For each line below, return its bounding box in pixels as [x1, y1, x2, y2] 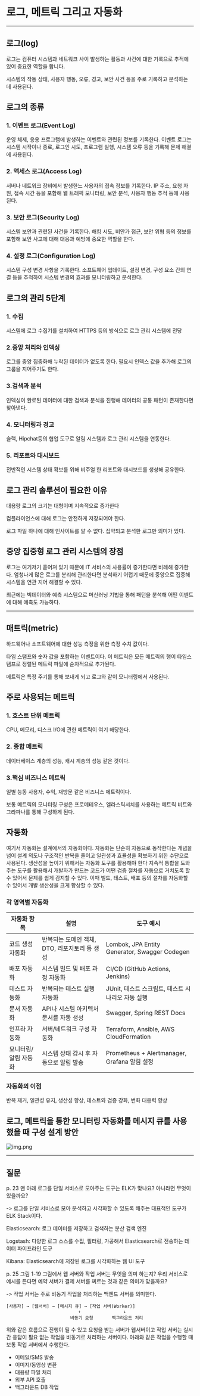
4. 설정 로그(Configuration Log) [6, 252, 96, 260]
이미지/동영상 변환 [14, 1361, 57, 1368]
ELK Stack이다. [6, 1212, 43, 1219]
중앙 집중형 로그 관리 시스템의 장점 [6, 547, 124, 557]
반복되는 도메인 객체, [42, 935, 96, 944]
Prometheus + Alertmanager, [106, 1049, 187, 1057]
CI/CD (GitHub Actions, [106, 965, 171, 973]
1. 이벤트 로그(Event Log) [6, 122, 76, 130]
